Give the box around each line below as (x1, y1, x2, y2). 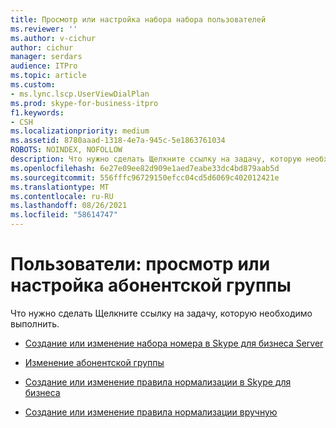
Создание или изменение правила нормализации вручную (24, 406, 278, 418)
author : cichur (10, 42, 74, 53)
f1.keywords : (10, 107, 65, 118)
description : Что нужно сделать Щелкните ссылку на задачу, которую (10, 154, 302, 164)
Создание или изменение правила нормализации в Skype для (24, 376, 292, 388)
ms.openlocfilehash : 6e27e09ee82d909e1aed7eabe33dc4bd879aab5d (10, 163, 280, 173)
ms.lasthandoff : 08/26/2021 (10, 201, 128, 211)
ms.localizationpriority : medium (10, 126, 150, 136)
